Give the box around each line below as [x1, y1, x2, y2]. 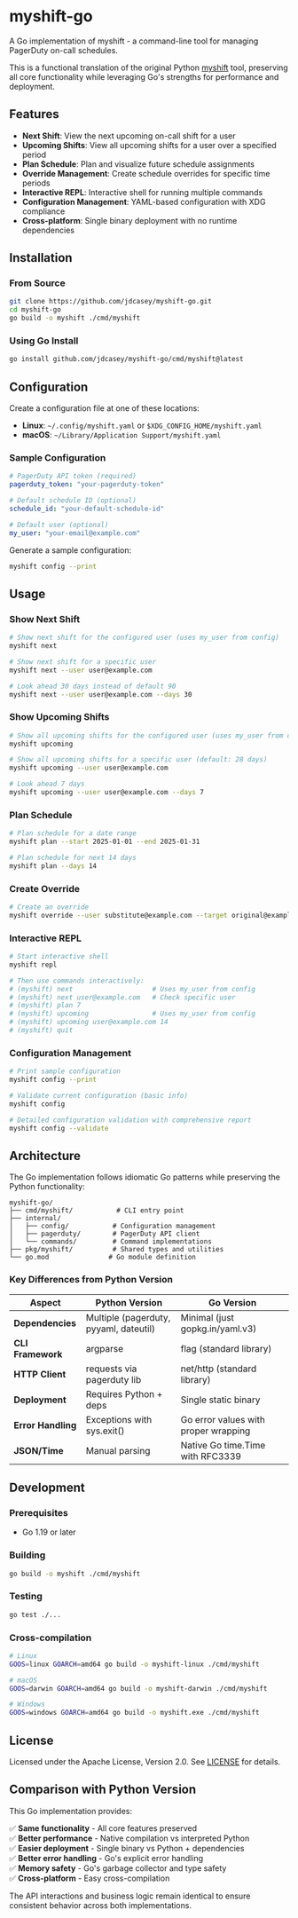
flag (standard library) [180, 1342, 272, 1354]
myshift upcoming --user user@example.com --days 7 [9, 788, 204, 797]
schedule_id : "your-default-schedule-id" [9, 504, 165, 513]
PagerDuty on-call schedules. [9, 44, 118, 55]
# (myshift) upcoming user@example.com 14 [9, 1018, 169, 1027]
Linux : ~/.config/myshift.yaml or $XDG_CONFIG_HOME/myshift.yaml [21, 420, 263, 431]
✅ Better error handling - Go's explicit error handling [9, 1852, 204, 1863]
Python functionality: [9, 1181, 86, 1192]
